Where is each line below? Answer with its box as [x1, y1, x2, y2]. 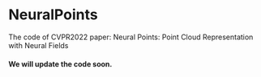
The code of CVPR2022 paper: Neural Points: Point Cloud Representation [8, 32, 254, 42]
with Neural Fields [8, 40, 69, 50]
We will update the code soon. [8, 59, 113, 69]
